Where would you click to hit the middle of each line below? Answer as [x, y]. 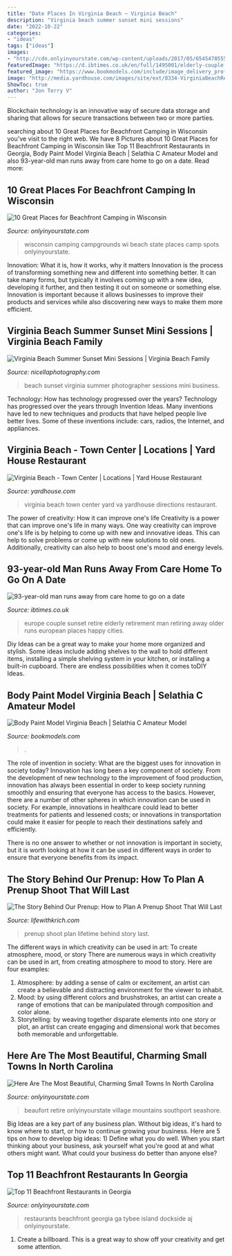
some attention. [39, 1246]
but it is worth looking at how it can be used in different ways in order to [109, 850]
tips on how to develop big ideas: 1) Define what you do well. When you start [116, 1138]
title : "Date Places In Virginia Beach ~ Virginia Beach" [92, 14]
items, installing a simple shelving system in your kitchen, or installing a [109, 659]
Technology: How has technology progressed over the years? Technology [112, 398]
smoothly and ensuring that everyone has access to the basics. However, [112, 793]
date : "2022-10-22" [35, 26]
